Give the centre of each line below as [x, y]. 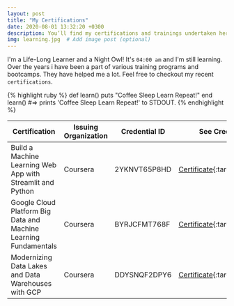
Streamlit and [32, 183]
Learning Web [34, 165]
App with [25, 174]
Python [23, 191]
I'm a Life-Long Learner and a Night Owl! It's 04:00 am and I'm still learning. [115, 59]
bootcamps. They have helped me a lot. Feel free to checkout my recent [110, 75]
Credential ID [143, 132]
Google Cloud [33, 203]
